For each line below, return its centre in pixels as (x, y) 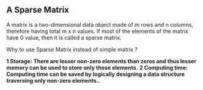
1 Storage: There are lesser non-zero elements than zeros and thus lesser (102, 61)
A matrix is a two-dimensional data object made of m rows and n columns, (100, 24)
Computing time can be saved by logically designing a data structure (96, 74)
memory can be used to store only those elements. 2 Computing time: (97, 67)
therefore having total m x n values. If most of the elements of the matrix (97, 31)
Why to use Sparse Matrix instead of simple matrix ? (72, 49)
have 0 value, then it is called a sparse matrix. (64, 37)
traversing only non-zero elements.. (53, 80)
